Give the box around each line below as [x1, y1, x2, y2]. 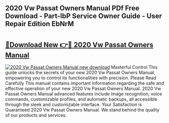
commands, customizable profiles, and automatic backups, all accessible [5, 96, 157, 102]
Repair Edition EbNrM [5, 20, 74, 28]
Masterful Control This [110, 64, 158, 70]
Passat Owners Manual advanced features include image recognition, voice [5, 91, 162, 97]
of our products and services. [5, 112, 67, 118]
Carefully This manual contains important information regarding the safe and [5, 80, 164, 86]
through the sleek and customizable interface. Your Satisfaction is [5, 101, 142, 107]
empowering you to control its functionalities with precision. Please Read [5, 75, 156, 81]
